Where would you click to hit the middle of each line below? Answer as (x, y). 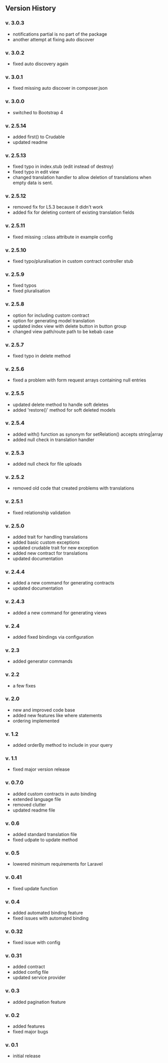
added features (29, 1026)
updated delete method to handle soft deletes (60, 404)
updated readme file (34, 810)
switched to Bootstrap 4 (38, 112)
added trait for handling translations (50, 537)
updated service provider (39, 978)
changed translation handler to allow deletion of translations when (82, 178)
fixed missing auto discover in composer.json (60, 88)
